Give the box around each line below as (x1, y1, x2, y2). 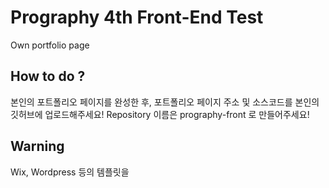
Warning (10, 138, 65, 155)
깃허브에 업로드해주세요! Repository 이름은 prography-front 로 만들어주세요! (10, 108, 310, 120)
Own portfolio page (10, 39, 90, 51)
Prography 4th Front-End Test (10, 6, 264, 29)
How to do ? (10, 68, 86, 85)
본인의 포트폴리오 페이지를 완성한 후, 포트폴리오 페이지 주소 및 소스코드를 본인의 (10, 96, 320, 108)
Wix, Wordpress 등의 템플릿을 (10, 166, 130, 178)
